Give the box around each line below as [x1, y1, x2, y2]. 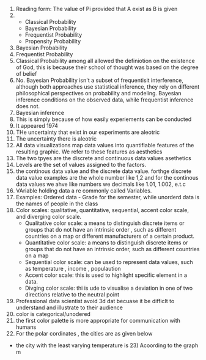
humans [15, 323, 37, 331]
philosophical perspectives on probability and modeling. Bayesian [15, 90, 182, 97]
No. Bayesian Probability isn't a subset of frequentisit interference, [15, 76, 184, 84]
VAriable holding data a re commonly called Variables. [15, 187, 152, 194]
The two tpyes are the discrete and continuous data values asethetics [15, 155, 191, 161]
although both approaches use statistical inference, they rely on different [15, 83, 200, 90]
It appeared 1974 [15, 122, 59, 129]
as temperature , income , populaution [24, 265, 121, 272]
